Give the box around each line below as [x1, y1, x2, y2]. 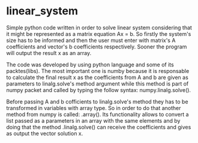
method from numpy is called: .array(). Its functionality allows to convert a [6, 111, 189, 118]
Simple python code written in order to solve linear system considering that [6, 24, 192, 31]
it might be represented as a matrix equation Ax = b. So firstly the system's [6, 30, 191, 37]
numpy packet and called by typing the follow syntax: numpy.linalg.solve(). [6, 86, 191, 93]
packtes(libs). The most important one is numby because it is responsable [6, 67, 190, 74]
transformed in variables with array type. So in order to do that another [6, 104, 181, 111]
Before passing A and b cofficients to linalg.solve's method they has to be [6, 98, 188, 105]
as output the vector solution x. [6, 130, 83, 137]
